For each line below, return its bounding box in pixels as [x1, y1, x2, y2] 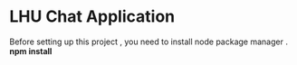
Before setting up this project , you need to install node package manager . [9, 36, 288, 47]
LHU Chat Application [9, 6, 175, 27]
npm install [9, 45, 53, 56]
